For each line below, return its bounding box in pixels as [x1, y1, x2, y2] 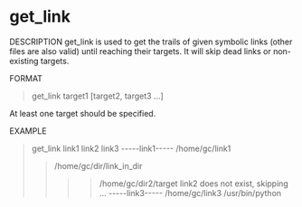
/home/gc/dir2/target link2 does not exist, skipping [99, 178, 289, 189]
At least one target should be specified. [9, 108, 156, 118]
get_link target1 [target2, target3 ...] [31, 90, 165, 101]
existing [9, 55, 39, 66]
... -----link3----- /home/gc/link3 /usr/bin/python [99, 187, 282, 198]
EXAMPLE [9, 125, 47, 136]
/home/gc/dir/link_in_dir [53, 160, 143, 171]
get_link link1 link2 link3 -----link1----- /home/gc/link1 [31, 143, 231, 154]
